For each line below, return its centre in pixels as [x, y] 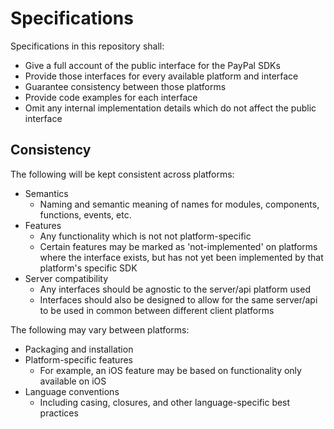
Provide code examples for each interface [111, 97]
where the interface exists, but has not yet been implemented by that [181, 257]
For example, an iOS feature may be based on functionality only [170, 370]
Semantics [46, 193]
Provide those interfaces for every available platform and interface [161, 76]
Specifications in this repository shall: [87, 46]
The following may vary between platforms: [100, 329]
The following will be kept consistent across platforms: [122, 174]
